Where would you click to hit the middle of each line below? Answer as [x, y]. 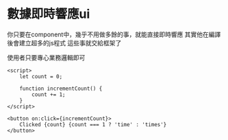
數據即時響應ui [49, 14]
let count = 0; [41, 76]
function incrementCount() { [61, 89]
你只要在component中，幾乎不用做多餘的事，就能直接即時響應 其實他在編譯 [114, 34]
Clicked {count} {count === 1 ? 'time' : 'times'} [93, 124]
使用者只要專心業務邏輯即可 [46, 57]
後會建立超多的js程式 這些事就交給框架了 [64, 43]
